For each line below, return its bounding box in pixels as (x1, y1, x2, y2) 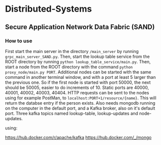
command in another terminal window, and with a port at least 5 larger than (5, 74, 156, 80)
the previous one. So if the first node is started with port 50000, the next (5, 79, 151, 85)
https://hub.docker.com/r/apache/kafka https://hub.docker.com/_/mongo (5, 134, 152, 140)
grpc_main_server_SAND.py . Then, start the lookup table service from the (5, 54, 150, 59)
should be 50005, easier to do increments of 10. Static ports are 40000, (5, 84, 149, 91)
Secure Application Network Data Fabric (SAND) (5, 23, 155, 31)
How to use (5, 37, 33, 44)
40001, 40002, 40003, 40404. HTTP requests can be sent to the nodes (5, 90, 149, 95)
